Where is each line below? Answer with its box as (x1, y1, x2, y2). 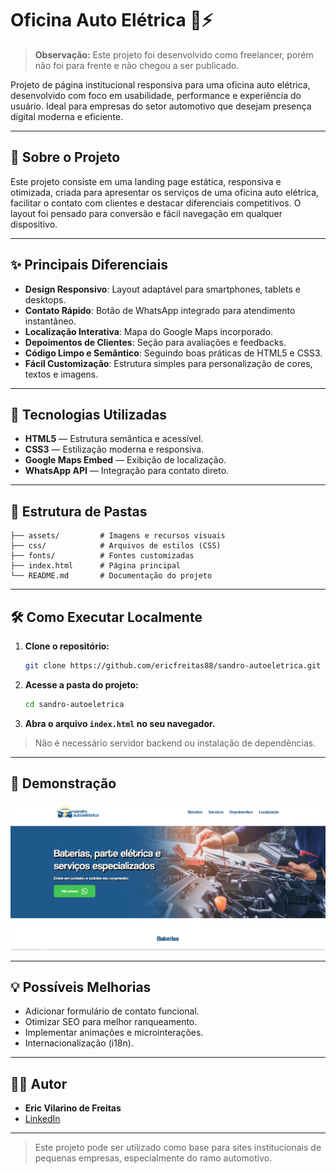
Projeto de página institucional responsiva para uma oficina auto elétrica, (10, 78, 311, 91)
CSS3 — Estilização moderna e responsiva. (24, 443, 205, 456)
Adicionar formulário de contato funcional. (24, 1005, 200, 1017)
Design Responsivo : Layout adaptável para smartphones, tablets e (24, 283, 301, 295)
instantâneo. (24, 315, 77, 327)
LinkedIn (24, 1113, 61, 1125)
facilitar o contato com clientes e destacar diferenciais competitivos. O (10, 197, 302, 209)
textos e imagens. (24, 368, 99, 380)
